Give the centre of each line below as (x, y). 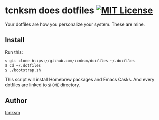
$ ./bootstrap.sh (23, 70)
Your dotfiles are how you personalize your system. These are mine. (75, 24)
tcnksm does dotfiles (50, 11)
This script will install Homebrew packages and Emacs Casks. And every (80, 80)
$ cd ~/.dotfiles (23, 65)
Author (16, 100)
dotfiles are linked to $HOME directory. (43, 85)
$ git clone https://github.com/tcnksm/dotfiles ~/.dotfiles (70, 61)
